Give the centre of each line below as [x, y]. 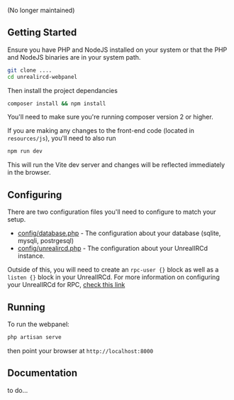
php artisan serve [34, 337]
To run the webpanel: [38, 324]
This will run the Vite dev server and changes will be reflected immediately [116, 165]
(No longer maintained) [41, 10]
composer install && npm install [57, 103]
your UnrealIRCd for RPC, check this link [66, 285]
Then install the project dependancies [63, 90]
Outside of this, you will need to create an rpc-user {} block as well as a [113, 270]
